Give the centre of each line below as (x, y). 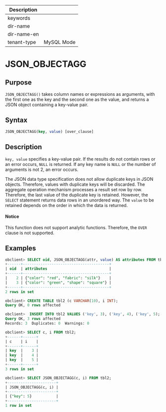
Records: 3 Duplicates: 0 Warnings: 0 (47, 324)
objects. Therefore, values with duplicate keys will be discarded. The (75, 184)
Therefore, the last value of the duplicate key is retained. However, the (77, 195)
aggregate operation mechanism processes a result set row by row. (74, 189)
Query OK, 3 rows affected (33, 319)
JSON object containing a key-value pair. (47, 105)
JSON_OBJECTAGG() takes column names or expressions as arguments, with (80, 94)
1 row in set (19, 406)
